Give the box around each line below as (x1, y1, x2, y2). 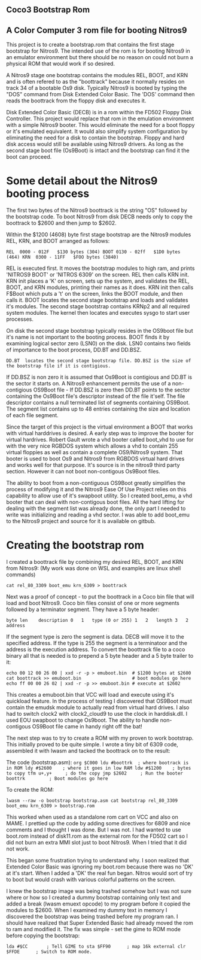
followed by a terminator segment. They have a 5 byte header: (6, 606, 160, 613)
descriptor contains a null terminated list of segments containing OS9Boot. (6, 399, 190, 406)
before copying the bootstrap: (6, 932, 80, 939)
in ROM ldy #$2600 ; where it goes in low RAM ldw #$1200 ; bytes (6, 765, 191, 771)
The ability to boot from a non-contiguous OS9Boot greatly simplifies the (6, 479, 185, 487)
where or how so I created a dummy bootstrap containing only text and (6, 894, 181, 901)
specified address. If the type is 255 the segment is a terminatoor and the (6, 640, 187, 647)
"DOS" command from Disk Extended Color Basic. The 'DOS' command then (6, 91, 195, 98)
